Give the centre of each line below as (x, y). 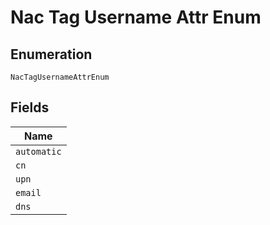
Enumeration (51, 54)
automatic (38, 151)
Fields (30, 107)
